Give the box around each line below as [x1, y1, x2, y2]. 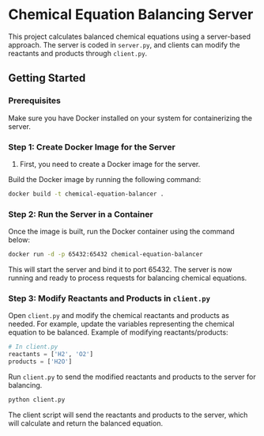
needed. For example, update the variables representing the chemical [8, 319, 235, 329]
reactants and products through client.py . [8, 48, 148, 58]
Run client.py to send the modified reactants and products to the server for [8, 372, 256, 381]
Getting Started [8, 71, 86, 85]
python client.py [8, 396, 66, 404]
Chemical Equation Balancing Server [8, 6, 254, 24]
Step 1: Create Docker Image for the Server [8, 141, 175, 152]
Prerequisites [8, 95, 61, 106]
